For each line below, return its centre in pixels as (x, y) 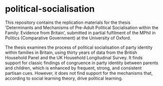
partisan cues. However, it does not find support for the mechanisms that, (79, 73)
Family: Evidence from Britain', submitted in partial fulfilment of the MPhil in (80, 33)
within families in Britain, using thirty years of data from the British (71, 52)
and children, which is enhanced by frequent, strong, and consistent (73, 68)
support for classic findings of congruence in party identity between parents (82, 63)
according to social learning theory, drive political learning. (64, 78)
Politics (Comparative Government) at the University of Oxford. (68, 38)
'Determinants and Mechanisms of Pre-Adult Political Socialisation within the (82, 27)
